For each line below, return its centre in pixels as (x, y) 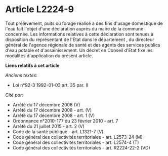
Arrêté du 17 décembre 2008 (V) (46, 104)
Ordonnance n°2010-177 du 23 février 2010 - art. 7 (65, 121)
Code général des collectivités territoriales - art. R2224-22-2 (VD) (81, 147)
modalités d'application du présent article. (49, 55)
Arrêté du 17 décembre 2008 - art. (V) (52, 110)
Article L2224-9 (40, 9)
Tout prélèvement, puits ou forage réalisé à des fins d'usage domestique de (84, 23)
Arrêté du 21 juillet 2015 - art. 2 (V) (49, 126)
